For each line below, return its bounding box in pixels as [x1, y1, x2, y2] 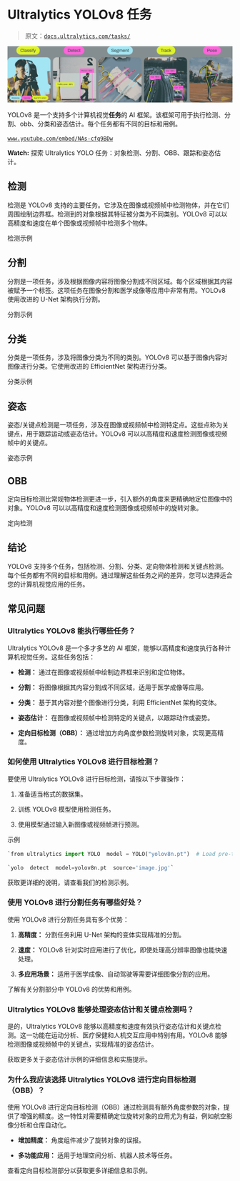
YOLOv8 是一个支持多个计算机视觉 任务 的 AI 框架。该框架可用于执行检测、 [7, 110, 225, 119]
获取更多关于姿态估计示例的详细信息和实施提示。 [7, 1055, 151, 1064]
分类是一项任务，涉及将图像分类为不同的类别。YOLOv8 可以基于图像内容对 [7, 353, 228, 362]
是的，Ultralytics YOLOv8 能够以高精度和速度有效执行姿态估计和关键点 [7, 1022, 216, 1031]
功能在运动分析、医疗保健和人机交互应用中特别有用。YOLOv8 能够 [31, 1031, 228, 1040]
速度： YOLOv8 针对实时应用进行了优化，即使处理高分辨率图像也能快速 [17, 945, 228, 954]
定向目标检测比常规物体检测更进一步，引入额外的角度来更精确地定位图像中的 [7, 494, 233, 503]
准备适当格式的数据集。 [17, 789, 87, 798]
